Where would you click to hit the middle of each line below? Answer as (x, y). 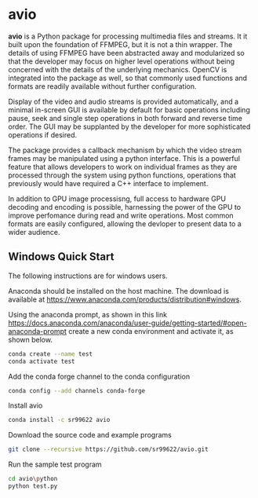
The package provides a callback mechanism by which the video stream (125, 150)
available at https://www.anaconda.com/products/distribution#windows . (125, 299)
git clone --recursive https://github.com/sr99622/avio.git (109, 449)
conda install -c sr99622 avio (59, 420)
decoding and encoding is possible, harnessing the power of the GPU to (125, 207)
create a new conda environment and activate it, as (151, 331)
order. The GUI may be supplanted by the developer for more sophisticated (129, 126)
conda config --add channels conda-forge (77, 390)
